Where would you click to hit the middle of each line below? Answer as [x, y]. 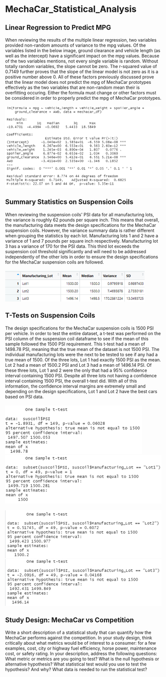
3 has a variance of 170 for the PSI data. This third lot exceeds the [72, 246]
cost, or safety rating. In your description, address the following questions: [81, 654]
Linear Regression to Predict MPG [58, 28]
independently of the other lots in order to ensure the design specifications [82, 257]
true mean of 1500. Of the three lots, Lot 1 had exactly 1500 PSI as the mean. [83, 360]
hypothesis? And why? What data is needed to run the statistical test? [76, 670]
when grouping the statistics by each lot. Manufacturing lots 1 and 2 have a [82, 236]
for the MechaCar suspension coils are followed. [55, 262]
